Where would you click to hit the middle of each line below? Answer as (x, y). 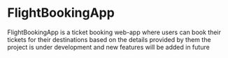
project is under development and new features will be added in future (108, 47)
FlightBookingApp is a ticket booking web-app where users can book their (114, 32)
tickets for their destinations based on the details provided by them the (109, 39)
